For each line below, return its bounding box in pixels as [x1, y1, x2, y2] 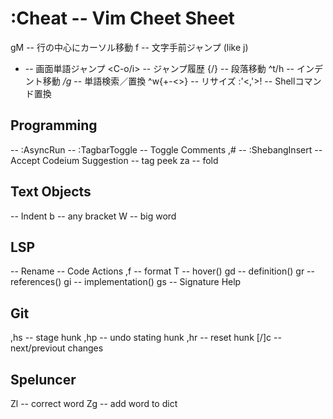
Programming [10, 117, 98, 134]
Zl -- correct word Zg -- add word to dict [10, 398, 178, 409]
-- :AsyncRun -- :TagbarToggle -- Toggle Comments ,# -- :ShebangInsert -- [10, 143, 323, 156]
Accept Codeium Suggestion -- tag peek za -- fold [10, 154, 219, 166]
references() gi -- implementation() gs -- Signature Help [10, 276, 242, 288]
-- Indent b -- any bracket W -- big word [10, 210, 177, 222]
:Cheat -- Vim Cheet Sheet [10, 7, 235, 30]
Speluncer [10, 371, 77, 388]
